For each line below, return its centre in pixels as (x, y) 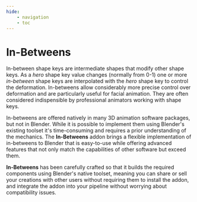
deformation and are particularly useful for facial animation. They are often (97, 94)
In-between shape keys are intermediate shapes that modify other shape (95, 68)
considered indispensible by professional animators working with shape (94, 100)
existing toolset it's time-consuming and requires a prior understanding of (96, 131)
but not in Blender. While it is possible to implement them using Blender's (96, 124)
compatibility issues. (31, 192)
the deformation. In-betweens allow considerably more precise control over (99, 87)
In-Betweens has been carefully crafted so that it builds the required (90, 168)
